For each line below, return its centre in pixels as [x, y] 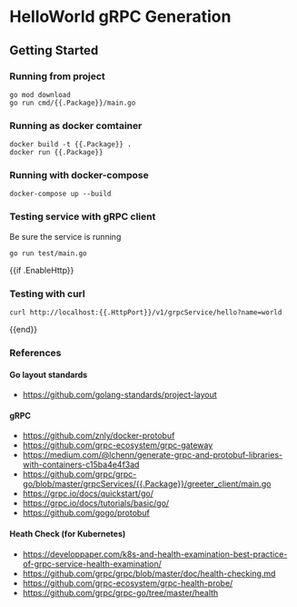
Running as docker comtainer [76, 125]
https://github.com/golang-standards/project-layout [120, 395]
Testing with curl [47, 294]
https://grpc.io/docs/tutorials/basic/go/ [96, 503]
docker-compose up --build [60, 194]
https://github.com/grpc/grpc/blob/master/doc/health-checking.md [149, 573]
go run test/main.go [49, 253]
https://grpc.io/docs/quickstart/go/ [88, 493]
